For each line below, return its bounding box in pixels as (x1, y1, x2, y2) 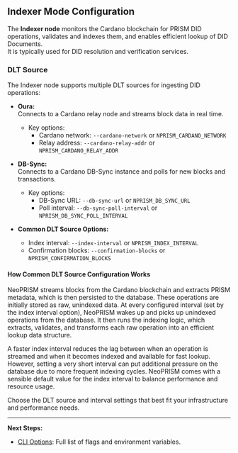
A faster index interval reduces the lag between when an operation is (7, 345, 209, 353)
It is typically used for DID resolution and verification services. (7, 47, 189, 55)
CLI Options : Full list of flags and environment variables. (17, 437, 181, 446)
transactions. (17, 175, 57, 184)
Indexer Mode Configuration (7, 6, 135, 18)
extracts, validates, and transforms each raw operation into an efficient (7, 323, 215, 332)
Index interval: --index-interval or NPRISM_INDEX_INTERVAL (28, 239, 198, 247)
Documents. (7, 39, 43, 48)
